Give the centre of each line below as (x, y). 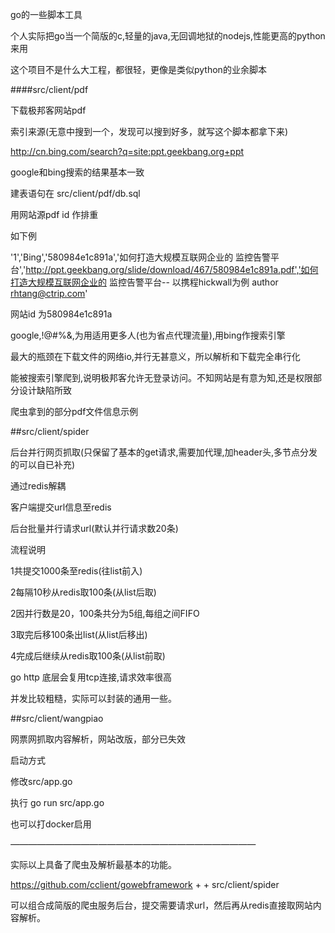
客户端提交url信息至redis (61, 507)
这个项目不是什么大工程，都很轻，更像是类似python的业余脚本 (138, 69)
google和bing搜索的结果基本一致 (77, 172)
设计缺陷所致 (45, 390)
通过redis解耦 (38, 486)
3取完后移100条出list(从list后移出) (79, 634)
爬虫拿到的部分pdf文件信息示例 (74, 411)
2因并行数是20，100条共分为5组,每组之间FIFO (105, 613)
